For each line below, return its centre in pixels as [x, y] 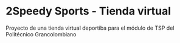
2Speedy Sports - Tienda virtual [88, 11]
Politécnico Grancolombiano [41, 34]
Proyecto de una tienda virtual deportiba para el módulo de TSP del [90, 28]
